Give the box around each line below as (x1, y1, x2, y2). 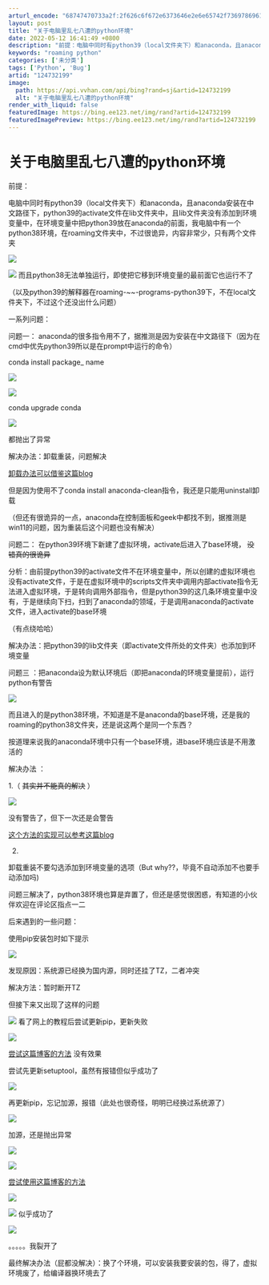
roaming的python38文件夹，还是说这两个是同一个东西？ (8, 719, 194, 729)
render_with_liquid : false (8, 101, 98, 109)
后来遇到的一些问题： (8, 916, 78, 926)
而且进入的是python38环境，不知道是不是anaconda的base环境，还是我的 (8, 710, 251, 719)
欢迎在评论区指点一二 (14, 899, 86, 909)
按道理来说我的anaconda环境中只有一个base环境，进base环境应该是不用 (8, 736, 249, 746)
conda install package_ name (8, 357, 105, 367)
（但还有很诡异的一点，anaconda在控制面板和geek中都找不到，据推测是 (8, 512, 247, 522)
